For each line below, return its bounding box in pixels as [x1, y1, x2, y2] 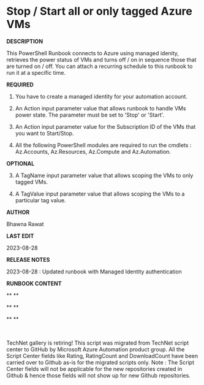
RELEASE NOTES [6, 256, 50, 263]
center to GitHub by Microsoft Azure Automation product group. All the [6, 345, 185, 353]
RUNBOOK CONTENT [6, 280, 62, 287]
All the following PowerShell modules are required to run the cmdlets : [15, 141, 192, 148]
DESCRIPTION [6, 37, 43, 45]
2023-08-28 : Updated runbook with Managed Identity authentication [6, 268, 182, 275]
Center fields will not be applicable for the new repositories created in [6, 365, 183, 372]
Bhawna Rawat [6, 220, 44, 227]
